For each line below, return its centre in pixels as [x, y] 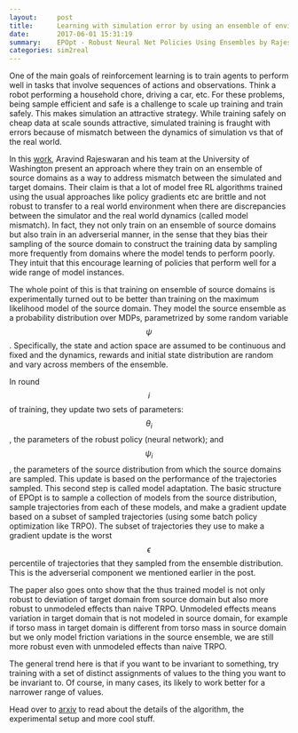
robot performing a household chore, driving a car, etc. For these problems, [147, 95]
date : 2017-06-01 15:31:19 [71, 34]
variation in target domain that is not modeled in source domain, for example [149, 617]
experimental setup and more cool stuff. [82, 718]
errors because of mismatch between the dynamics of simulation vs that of [146, 132]
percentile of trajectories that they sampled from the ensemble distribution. [146, 563]
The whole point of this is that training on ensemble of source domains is [142, 290]
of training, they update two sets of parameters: [97, 410]
